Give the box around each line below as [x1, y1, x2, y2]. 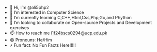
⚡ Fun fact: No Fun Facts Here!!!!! [9, 42, 76, 48]
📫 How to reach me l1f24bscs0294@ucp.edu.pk [9, 30, 108, 36]
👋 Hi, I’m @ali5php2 [9, 5, 49, 10]
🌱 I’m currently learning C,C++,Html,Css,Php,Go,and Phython [9, 15, 132, 20]
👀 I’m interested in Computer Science [9, 10, 84, 15]
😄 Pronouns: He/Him [9, 37, 52, 42]
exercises [9, 25, 29, 31]
